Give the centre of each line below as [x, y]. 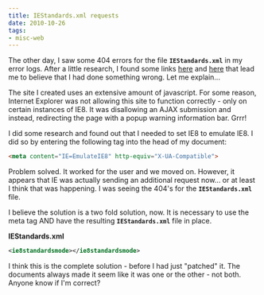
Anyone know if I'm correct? [54, 283]
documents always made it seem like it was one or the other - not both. [125, 274]
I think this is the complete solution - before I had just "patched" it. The [124, 266]
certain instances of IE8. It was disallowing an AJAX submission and [120, 110]
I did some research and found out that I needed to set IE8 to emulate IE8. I [131, 134]
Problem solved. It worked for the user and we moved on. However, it [122, 172]
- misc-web [26, 38]
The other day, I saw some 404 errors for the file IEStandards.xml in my [125, 60]
